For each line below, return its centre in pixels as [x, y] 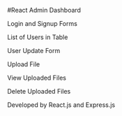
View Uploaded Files [37, 78]
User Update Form [34, 51]
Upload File [24, 64]
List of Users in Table [38, 37]
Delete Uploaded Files [39, 91]
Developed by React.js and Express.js [61, 105]
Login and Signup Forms [43, 23]
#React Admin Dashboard [44, 10]
